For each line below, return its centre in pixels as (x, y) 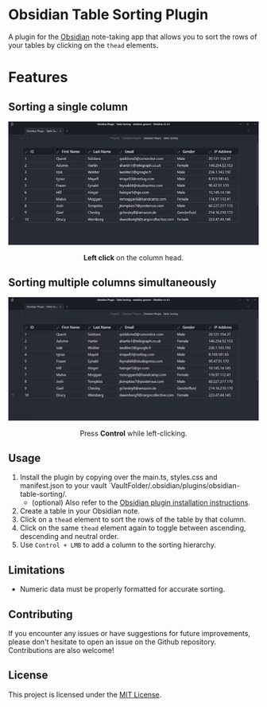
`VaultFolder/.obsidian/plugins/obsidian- (174, 486)
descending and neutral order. (69, 537)
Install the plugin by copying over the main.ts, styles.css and (118, 477)
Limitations (37, 570)
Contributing (41, 614)
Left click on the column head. (133, 257)
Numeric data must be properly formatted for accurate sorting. (122, 589)
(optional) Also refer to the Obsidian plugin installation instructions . (141, 502)
